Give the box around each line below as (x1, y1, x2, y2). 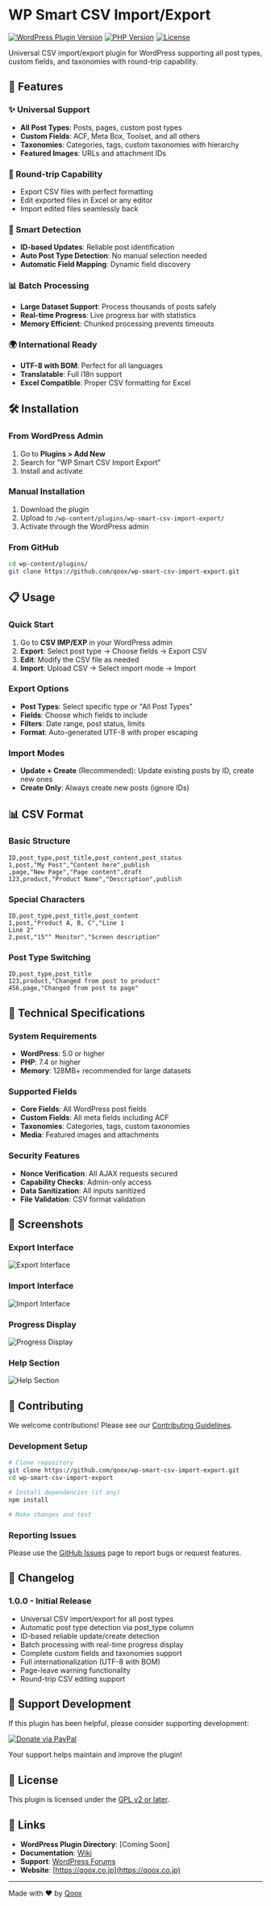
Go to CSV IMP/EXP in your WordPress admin (19, 637, 173, 647)
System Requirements (8, 1030, 98, 1042)
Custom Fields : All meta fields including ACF (19, 1113, 169, 1122)
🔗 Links (8, 1818, 46, 1832)
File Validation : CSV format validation (19, 1194, 146, 1204)
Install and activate (19, 466, 83, 475)
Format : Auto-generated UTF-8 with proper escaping (19, 727, 198, 737)
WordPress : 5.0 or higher (19, 1049, 105, 1059)
